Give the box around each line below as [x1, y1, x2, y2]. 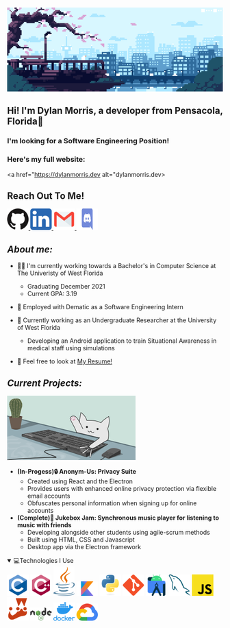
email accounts [27, 492, 71, 500]
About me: [7, 243, 53, 255]
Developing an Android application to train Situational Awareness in [27, 337, 217, 345]
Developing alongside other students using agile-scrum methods [27, 529, 210, 537]
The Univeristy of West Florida [16, 269, 103, 278]
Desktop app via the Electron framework [27, 543, 142, 551]
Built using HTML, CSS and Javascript [27, 535, 135, 544]
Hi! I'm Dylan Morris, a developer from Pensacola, [7, 105, 223, 117]
